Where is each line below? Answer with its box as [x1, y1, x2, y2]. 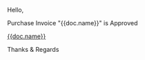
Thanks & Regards [7, 46, 59, 53]
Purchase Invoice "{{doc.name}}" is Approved [7, 19, 138, 27]
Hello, [7, 6, 24, 14]
